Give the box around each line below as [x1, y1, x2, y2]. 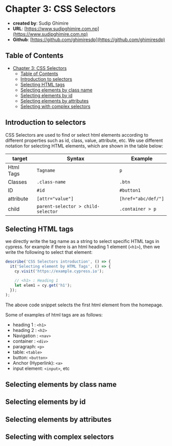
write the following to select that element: [5, 249, 93, 255]
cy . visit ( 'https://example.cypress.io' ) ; [14, 269, 104, 274]
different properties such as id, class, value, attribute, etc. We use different [5, 137, 163, 143]
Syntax [67, 155, 84, 162]
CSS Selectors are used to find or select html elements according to [5, 132, 148, 138]
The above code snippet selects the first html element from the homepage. [5, 302, 163, 308]
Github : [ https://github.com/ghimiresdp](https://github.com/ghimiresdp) [12, 36, 165, 43]
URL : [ [12, 25, 27, 31]
